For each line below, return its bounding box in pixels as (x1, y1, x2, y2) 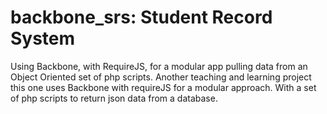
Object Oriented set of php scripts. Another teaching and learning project (10, 71, 312, 83)
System (10, 27, 76, 50)
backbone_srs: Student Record (10, 6, 273, 29)
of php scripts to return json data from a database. (10, 92, 218, 104)
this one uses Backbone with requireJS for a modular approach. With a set (10, 81, 317, 93)
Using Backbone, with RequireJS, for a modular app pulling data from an (10, 60, 308, 72)
